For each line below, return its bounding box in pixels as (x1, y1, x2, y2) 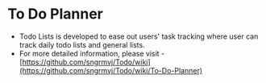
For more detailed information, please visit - (19, 48, 165, 58)
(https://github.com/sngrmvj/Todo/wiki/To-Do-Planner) (19, 65, 203, 75)
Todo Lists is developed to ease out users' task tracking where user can (19, 31, 259, 41)
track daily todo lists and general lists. (19, 39, 146, 49)
